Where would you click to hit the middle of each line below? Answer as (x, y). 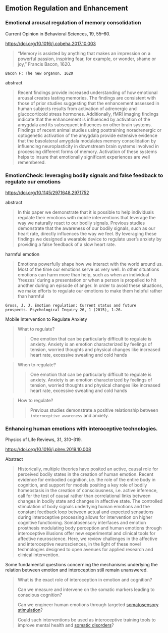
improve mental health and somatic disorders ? (66, 625)
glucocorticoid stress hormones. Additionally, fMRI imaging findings (88, 114)
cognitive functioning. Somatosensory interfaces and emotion (82, 523)
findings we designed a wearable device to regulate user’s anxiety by (90, 239)
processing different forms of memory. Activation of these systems (87, 152)
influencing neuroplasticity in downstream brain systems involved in (88, 146)
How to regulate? (35, 400)
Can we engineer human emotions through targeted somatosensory (88, 605)
